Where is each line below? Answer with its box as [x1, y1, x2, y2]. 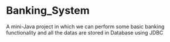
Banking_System [6, 4, 90, 17]
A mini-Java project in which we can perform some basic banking [6, 23, 165, 30]
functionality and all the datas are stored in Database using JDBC [6, 29, 164, 36]
